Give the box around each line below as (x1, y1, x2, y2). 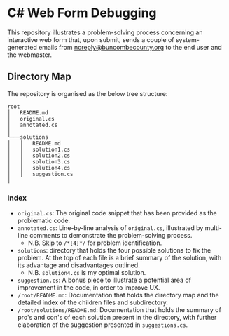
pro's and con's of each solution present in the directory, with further (17, 314, 217, 322)
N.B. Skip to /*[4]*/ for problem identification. (27, 238, 162, 247)
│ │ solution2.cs (7, 152, 71, 159)
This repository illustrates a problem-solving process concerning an (7, 28, 203, 36)
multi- (204, 224, 223, 232)
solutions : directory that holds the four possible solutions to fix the (17, 246, 211, 255)
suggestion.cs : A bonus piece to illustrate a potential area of (17, 276, 191, 285)
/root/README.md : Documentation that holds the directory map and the (17, 291, 219, 300)
